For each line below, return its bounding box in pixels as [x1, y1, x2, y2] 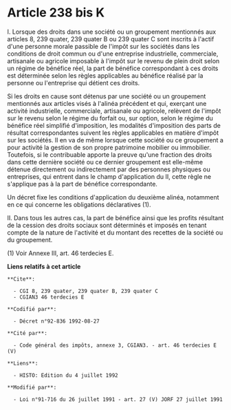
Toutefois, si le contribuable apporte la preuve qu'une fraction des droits [7, 150, 212, 159]
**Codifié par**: [7, 305, 57, 312]
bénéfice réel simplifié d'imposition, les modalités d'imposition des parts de [7, 121, 221, 129]
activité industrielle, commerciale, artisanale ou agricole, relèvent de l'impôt [7, 107, 221, 115]
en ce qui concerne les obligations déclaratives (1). [7, 200, 151, 208]
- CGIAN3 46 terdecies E [13, 294, 85, 301]
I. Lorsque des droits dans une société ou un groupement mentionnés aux [7, 28, 217, 36]
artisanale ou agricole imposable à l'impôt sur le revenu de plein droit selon [7, 56, 220, 65]
